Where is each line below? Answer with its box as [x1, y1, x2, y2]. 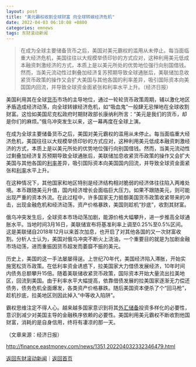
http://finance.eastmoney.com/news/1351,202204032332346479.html [6, 343, 176, 350]
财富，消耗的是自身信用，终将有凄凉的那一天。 [6, 319, 118, 326]
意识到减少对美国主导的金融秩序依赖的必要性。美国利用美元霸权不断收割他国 [6, 311, 190, 318]
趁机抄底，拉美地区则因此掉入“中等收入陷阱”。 [6, 292, 118, 299]
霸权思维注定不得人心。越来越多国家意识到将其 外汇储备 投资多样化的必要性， [6, 304, 190, 311]
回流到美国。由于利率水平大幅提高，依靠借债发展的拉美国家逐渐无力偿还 [16, 277, 190, 284]
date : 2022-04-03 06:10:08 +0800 [6, 19, 87, 25]
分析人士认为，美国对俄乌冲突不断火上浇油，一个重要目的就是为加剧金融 [16, 236, 190, 243]
